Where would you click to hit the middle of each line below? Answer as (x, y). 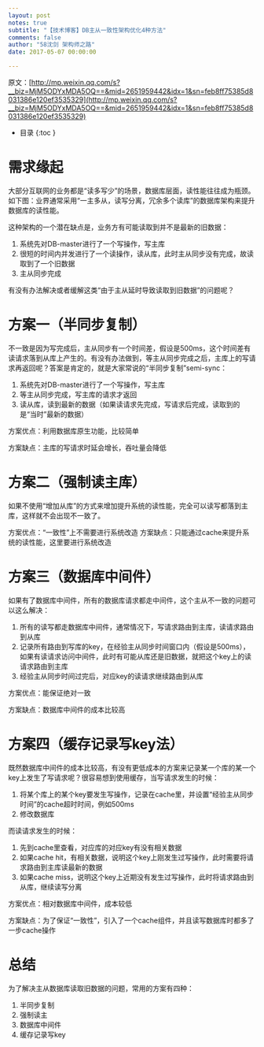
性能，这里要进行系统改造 (70, 542)
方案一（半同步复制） (77, 325)
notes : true (27, 23)
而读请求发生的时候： (42, 830)
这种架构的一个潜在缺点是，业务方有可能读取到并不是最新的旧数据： (118, 227)
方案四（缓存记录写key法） (96, 744)
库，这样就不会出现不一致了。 (56, 515)
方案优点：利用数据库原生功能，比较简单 (73, 431)
